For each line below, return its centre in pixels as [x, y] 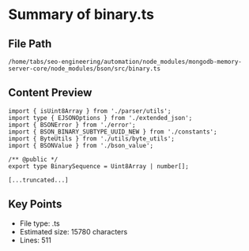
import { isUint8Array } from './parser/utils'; [90, 111]
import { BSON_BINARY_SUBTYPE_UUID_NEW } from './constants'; [113, 132]
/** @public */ [33, 159]
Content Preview [50, 93]
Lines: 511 [35, 240]
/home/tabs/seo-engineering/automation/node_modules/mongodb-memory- [125, 62]
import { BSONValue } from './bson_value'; [81, 145]
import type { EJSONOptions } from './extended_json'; [100, 118]
